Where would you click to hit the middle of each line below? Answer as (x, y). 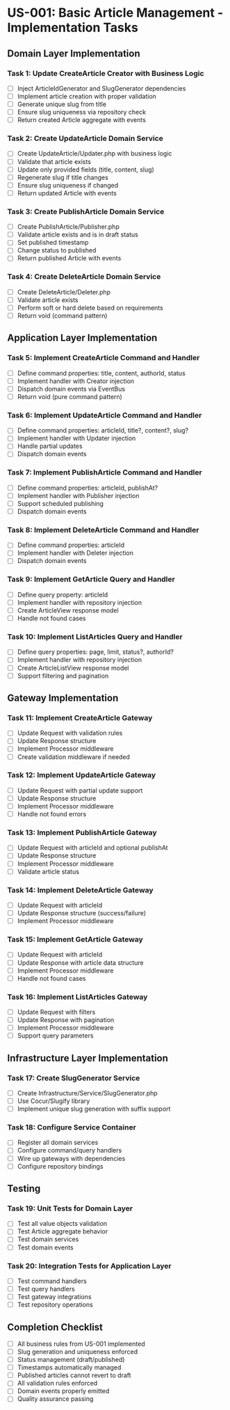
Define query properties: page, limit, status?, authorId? (95, 652)
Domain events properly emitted (63, 1391)
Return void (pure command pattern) (70, 396)
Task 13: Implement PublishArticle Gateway (82, 833)
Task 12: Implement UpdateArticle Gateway (82, 775)
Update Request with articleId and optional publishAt (92, 848)
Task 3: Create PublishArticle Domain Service (86, 211)
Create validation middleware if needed (74, 757)
